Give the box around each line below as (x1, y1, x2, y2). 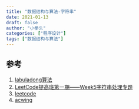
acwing (14, 96, 33, 103)
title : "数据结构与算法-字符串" (6, 8, 77, 15)
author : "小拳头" (6, 25, 46, 31)
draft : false (6, 19, 38, 25)
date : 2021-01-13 (6, 14, 49, 20)
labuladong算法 (14, 76, 52, 83)
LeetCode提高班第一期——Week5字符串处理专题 (14, 83, 133, 90)
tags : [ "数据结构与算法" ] (6, 36, 64, 42)
